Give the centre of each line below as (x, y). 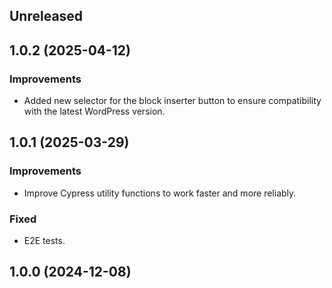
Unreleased (46, 16)
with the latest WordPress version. (94, 111)
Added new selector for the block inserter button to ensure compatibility (172, 101)
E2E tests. (44, 241)
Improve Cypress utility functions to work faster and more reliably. (160, 193)
